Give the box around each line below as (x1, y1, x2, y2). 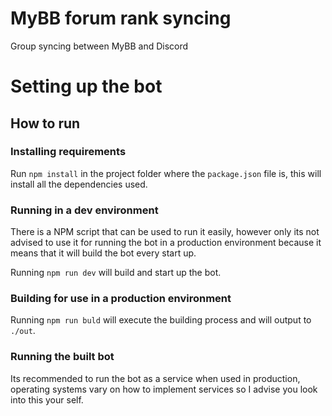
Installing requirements (10, 145, 127, 159)
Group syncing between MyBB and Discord (10, 40, 189, 52)
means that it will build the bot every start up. (10, 247, 197, 259)
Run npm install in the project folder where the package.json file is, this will (10, 167, 322, 179)
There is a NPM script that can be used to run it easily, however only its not (10, 226, 320, 238)
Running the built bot (10, 350, 115, 364)
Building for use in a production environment (10, 292, 232, 306)
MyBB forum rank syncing (10, 7, 232, 30)
